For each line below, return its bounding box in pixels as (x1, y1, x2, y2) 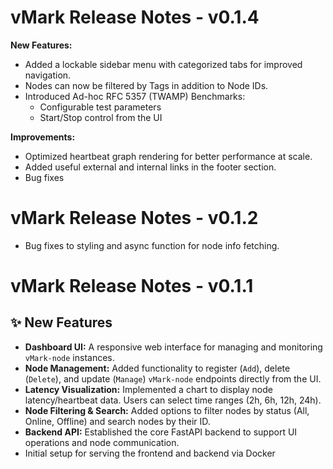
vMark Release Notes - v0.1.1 (10, 275, 254, 298)
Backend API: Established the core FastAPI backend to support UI (24, 426, 298, 438)
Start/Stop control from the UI (39, 111, 163, 123)
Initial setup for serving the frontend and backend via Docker (24, 447, 276, 459)
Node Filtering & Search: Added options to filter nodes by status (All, (24, 404, 310, 416)
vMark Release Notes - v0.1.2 (10, 207, 259, 230)
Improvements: (10, 131, 76, 143)
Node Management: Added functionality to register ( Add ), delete (24, 362, 291, 374)
